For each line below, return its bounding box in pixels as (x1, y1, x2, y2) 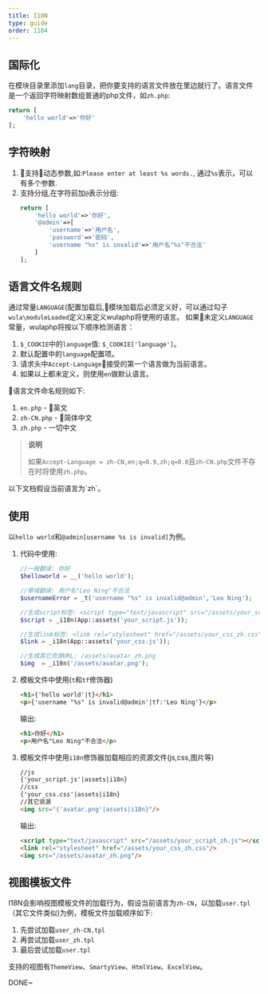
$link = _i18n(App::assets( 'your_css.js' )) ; (19, 638, 171, 646)
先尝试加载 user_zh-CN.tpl (19, 925, 106, 935)
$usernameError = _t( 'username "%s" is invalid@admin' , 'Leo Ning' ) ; (19, 594, 253, 602)
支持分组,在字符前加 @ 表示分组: (19, 188, 120, 198)
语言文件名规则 (8, 280, 82, 293)
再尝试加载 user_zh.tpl (19, 935, 95, 945)
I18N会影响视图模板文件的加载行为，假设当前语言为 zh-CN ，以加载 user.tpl (8, 898, 251, 908)
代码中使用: (19, 549, 57, 559)
